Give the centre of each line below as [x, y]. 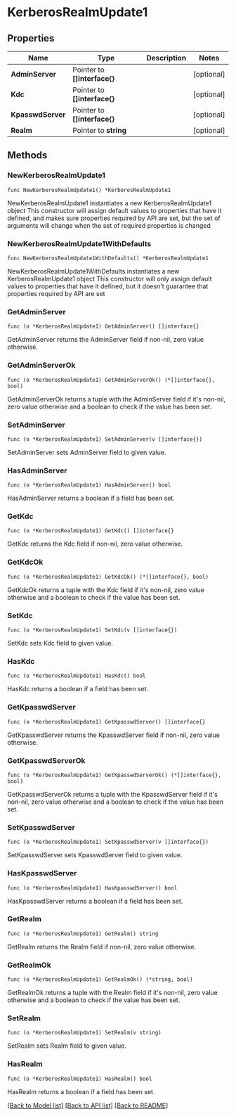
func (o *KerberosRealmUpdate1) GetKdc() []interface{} [91, 531]
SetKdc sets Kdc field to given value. [60, 643]
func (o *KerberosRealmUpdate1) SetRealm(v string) [84, 1033]
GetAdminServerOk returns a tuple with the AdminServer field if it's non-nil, [117, 399]
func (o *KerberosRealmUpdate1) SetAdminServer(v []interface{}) [105, 439]
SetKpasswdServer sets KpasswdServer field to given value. [95, 855]
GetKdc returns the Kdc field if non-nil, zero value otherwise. [95, 544]
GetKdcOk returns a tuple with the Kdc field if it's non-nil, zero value [106, 590]
